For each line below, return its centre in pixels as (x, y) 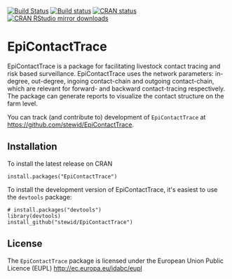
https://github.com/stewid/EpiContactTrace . (71, 124)
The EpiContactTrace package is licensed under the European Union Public (116, 261)
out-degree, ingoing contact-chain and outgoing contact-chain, (123, 81)
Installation (32, 147)
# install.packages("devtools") (54, 210)
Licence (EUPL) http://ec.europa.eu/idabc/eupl (75, 268)
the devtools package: (40, 197)
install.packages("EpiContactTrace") (62, 176)
